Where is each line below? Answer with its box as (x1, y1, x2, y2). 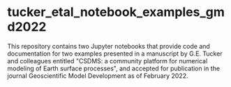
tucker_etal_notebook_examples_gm (7, 4, 225, 20)
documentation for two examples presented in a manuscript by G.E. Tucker (7, 49, 223, 58)
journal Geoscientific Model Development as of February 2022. (7, 71, 188, 80)
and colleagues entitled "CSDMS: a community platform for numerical (7, 56, 208, 65)
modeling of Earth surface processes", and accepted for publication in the (7, 64, 221, 72)
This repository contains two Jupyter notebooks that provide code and (7, 42, 211, 50)
